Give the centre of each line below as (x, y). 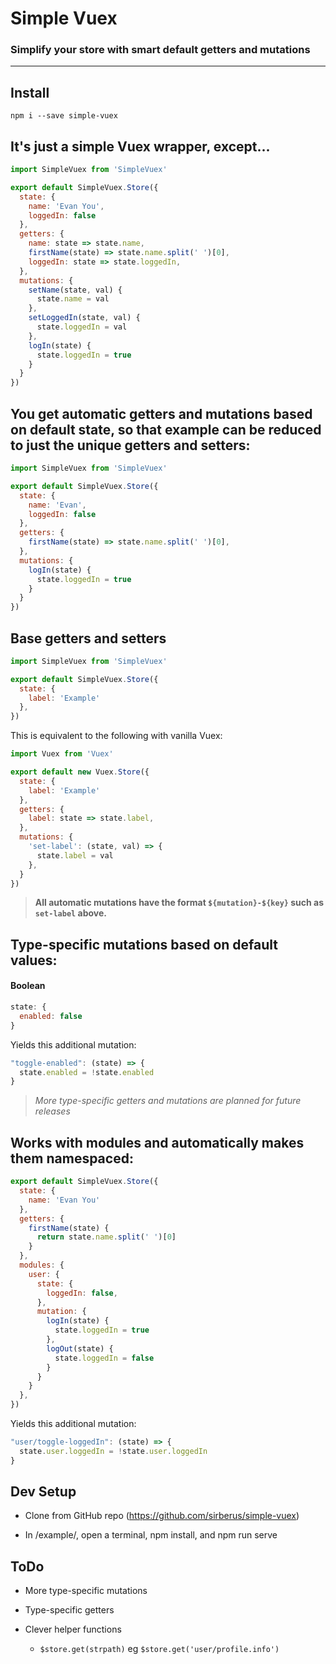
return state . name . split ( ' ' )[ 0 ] (106, 1237)
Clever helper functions (73, 1629)
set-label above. (70, 913)
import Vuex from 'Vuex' (62, 754)
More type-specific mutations (86, 1591)
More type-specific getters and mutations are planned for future (168, 1101)
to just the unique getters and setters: (130, 445)
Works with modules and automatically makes (157, 1142)
